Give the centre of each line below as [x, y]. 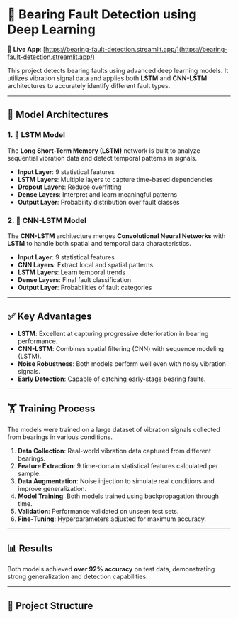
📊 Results [30, 548]
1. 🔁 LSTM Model [36, 135]
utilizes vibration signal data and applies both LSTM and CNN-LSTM [107, 78]
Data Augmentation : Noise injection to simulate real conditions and [116, 481]
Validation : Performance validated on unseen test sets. [98, 511]
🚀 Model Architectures [58, 115]
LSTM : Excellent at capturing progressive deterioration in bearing [113, 333]
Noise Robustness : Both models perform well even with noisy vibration [122, 364]
